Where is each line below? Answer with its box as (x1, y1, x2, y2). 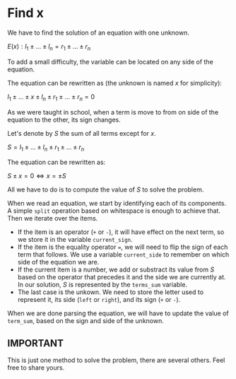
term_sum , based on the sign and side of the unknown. (7, 317, 164, 325)
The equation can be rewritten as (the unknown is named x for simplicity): (7, 78, 223, 87)
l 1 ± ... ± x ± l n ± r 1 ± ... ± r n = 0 (7, 92, 95, 103)
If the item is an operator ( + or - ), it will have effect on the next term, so (17, 228, 225, 236)
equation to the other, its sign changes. (7, 115, 122, 124)
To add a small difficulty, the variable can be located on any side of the (7, 57, 213, 66)
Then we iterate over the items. (7, 214, 98, 223)
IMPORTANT (7, 337, 64, 349)
